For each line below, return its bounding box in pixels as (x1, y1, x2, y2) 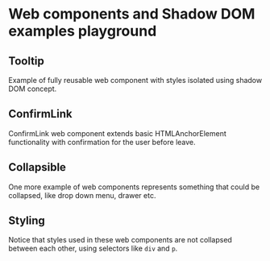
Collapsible (8, 160, 67, 174)
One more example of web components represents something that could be (8, 182, 260, 192)
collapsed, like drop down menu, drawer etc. (8, 190, 156, 200)
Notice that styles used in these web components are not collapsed (8, 235, 232, 245)
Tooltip (8, 54, 44, 68)
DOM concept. (8, 84, 57, 93)
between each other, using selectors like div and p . (8, 243, 178, 254)
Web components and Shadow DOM (8, 5, 255, 23)
